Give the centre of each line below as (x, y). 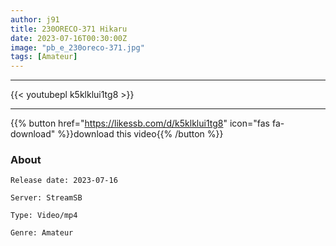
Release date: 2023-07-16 (64, 181)
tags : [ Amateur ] (44, 57)
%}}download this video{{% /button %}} (140, 134)
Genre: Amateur (42, 233)
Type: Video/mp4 (44, 216)
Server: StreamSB (46, 198)
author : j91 (35, 19)
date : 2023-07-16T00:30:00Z (69, 38)
